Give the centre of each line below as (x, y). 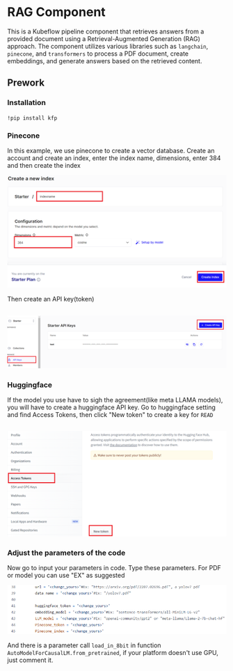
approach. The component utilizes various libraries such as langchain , (108, 46)
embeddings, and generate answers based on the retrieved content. (105, 61)
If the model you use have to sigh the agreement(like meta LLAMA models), (115, 400)
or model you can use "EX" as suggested (66, 576)
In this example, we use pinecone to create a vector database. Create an (111, 150)
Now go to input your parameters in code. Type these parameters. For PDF (114, 568)
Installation (27, 103)
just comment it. (30, 660)
